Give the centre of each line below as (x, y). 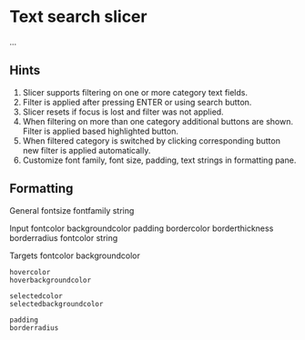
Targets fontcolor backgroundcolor (75, 255)
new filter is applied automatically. (86, 150)
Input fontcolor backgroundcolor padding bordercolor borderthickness (142, 228)
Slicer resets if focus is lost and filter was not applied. (123, 112)
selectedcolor (36, 296)
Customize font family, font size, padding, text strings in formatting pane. (159, 160)
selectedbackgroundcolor (56, 304)
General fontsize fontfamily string (72, 210)
